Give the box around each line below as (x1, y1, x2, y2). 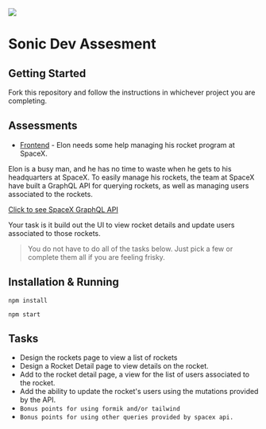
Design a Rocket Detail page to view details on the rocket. (19, 361, 209, 371)
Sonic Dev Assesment (8, 35, 156, 53)
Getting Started (8, 67, 87, 80)
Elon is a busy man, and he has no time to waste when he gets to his (8, 164, 232, 173)
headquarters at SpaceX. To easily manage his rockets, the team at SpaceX (8, 172, 255, 182)
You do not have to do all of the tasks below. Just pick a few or (27, 244, 233, 253)
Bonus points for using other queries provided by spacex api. (19, 413, 234, 422)
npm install (8, 296, 48, 304)
